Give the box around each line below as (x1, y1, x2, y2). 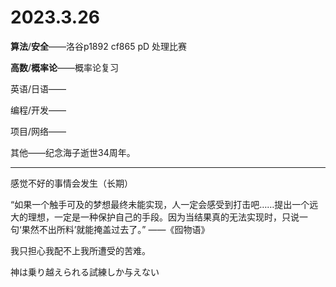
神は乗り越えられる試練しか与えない (10, 266, 160, 278)
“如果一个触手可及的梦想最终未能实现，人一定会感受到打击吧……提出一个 (10, 198, 310, 210)
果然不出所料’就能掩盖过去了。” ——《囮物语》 (21, 223, 210, 235)
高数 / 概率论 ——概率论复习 (10, 61, 120, 73)
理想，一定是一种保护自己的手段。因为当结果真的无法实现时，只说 (27, 211, 300, 223)
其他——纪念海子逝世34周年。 (10, 146, 136, 158)
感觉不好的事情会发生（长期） (10, 177, 133, 189)
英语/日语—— (10, 82, 67, 95)
